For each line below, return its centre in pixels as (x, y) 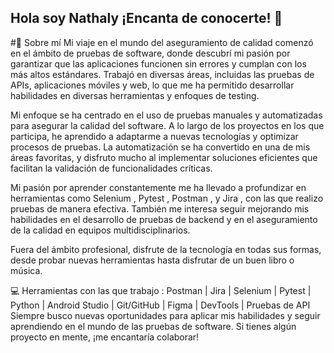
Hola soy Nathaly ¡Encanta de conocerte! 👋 (146, 18)
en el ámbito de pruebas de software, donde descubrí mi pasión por (150, 53)
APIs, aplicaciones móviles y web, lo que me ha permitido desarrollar (152, 85)
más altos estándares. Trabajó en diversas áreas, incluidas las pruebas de (162, 74)
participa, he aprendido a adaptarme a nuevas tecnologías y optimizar (154, 136)
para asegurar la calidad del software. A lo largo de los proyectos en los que (167, 125)
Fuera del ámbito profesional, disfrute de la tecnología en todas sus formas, (166, 249)
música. (26, 270)
